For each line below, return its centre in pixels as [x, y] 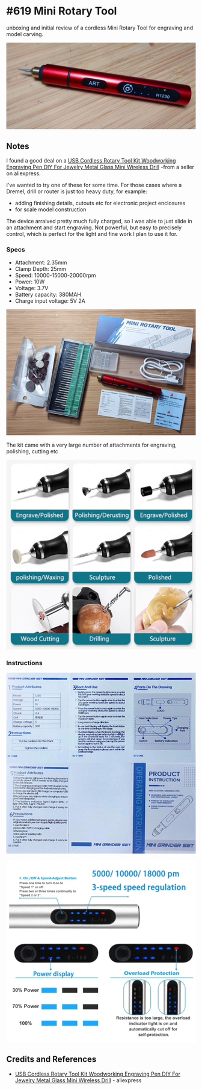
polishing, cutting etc [32, 451]
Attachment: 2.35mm [41, 262]
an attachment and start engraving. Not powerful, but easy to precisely [94, 228]
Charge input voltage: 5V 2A [50, 301]
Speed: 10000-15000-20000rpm [55, 276]
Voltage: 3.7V [32, 288]
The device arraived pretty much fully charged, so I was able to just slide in [99, 221]
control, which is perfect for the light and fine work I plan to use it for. [92, 234]
